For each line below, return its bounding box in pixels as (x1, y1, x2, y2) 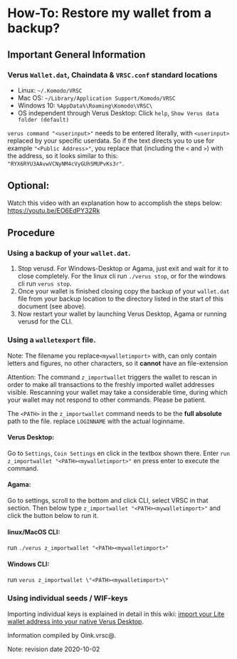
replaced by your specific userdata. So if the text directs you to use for (7, 136, 215, 145)
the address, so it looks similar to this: (7, 151, 119, 160)
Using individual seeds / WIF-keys (7, 593, 128, 603)
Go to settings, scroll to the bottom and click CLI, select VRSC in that (7, 497, 209, 505)
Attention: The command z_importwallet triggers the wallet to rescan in (7, 373, 217, 381)
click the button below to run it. (7, 512, 99, 520)
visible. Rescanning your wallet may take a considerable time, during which (7, 388, 228, 396)
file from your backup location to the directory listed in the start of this (17, 294, 224, 303)
